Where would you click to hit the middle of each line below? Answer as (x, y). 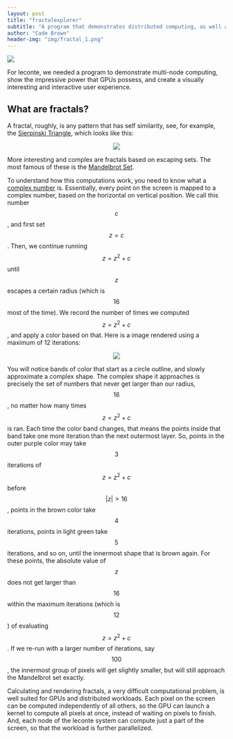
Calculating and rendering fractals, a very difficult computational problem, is (116, 691)
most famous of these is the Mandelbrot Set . (71, 167)
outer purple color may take (47, 443)
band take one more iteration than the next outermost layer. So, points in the (116, 436)
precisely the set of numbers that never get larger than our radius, (102, 384)
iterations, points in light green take (58, 531)
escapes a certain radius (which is (56, 291)
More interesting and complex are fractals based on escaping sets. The (109, 159)
